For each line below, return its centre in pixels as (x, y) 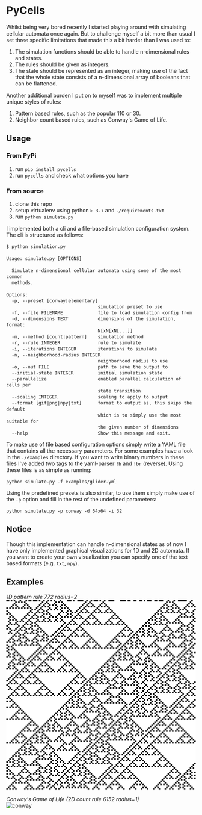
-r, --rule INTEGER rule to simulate (76, 343)
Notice (19, 529)
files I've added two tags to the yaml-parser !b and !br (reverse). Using (95, 463)
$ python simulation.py (36, 246)
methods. (23, 283)
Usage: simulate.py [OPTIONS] (44, 259)
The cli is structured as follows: (45, 235)
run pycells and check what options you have (72, 175)
